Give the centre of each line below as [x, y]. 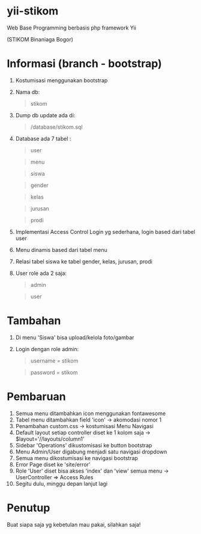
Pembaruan [36, 397]
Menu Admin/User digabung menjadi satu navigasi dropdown [91, 452]
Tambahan [34, 321]
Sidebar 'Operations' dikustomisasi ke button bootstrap [84, 445]
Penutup [28, 508]
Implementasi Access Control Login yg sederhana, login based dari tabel [105, 232]
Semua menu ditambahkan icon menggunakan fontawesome [91, 413]
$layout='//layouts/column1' [50, 439]
